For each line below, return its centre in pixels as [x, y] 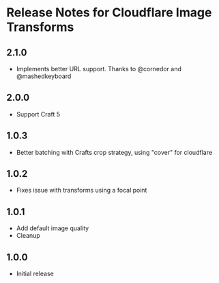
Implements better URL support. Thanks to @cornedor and [99, 69]
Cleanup [28, 236]
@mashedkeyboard [44, 76]
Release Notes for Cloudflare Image [109, 13]
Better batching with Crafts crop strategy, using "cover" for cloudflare [114, 152]
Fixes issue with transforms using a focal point [82, 190]
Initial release [35, 274]
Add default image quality [53, 228]
